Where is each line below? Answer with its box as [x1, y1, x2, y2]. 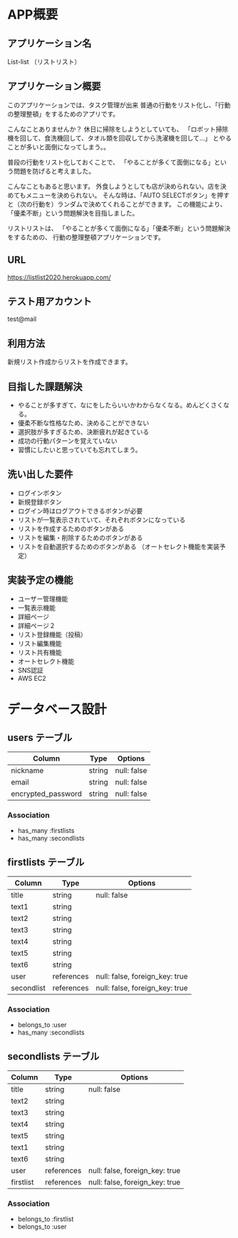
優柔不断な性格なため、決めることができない [17, 419, 150, 427]
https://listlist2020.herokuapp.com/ [7, 273, 112, 281]
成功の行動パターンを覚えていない [17, 436, 118, 445]
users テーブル [7, 732, 73, 744]
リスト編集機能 [17, 639, 62, 647]
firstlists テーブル [7, 857, 85, 869]
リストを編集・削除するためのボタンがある [17, 533, 143, 541]
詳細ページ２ [17, 621, 56, 629]
